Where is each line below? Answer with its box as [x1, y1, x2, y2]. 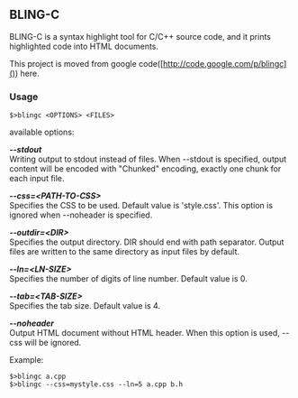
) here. [14, 68, 40, 79]
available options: [9, 126, 75, 138]
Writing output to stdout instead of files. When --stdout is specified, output [9, 153, 287, 165]
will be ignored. [23, 338, 82, 348]
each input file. [9, 173, 65, 184]
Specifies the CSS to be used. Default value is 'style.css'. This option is [9, 200, 273, 211]
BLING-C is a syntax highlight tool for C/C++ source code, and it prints [9, 31, 272, 42]
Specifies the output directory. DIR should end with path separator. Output [9, 236, 284, 247]
